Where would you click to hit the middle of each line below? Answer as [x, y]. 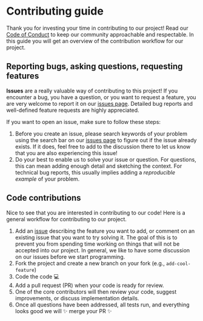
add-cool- [178, 264]
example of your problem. [47, 179]
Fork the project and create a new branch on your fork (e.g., [90, 263]
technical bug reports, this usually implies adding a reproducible [95, 172]
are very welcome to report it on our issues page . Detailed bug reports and [99, 103]
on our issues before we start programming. [70, 257]
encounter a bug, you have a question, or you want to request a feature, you [101, 97]
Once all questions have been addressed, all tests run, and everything [102, 305]
